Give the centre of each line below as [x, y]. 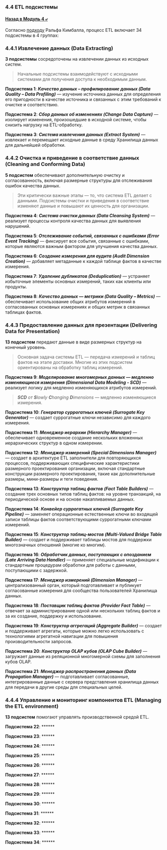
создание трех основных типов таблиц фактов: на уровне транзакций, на [83, 494]
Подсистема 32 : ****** [30, 823]
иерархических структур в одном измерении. [54, 443]
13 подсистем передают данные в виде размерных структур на [73, 342]
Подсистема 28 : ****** [30, 784]
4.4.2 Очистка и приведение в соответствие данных [72, 158]
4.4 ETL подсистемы [32, 7]
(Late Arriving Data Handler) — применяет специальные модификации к [82, 560]
